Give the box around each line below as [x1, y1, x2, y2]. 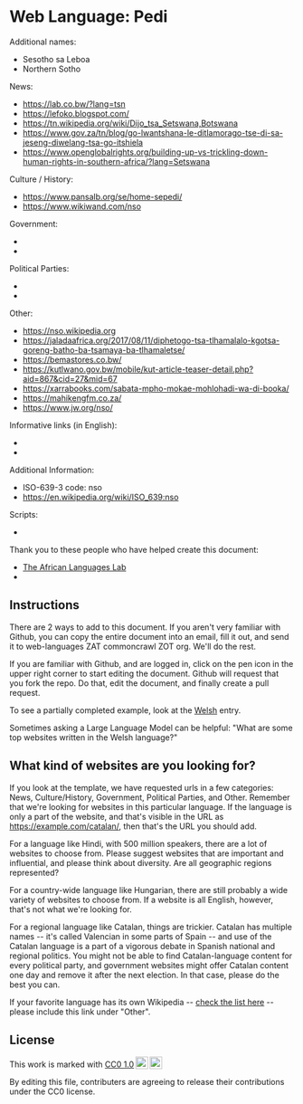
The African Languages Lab [22, 561, 127, 572]
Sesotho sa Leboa [22, 53, 90, 64]
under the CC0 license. [9, 1086, 96, 1097]
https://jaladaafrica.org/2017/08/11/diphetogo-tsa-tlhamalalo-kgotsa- [22, 335, 280, 346]
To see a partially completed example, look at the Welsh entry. [9, 704, 241, 716]
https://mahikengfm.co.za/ [22, 392, 122, 404]
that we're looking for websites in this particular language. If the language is [9, 801, 292, 812]
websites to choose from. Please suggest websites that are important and [9, 848, 284, 859]
